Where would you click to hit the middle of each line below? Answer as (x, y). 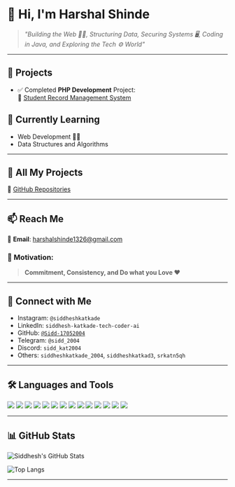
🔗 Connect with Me (50, 301)
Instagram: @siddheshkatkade (59, 318)
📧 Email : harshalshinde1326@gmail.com (65, 239)
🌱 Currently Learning (54, 119)
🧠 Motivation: (30, 257)
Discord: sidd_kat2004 (49, 348)
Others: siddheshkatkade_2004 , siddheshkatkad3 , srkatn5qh (101, 355)
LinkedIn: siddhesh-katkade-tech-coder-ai (78, 326)
